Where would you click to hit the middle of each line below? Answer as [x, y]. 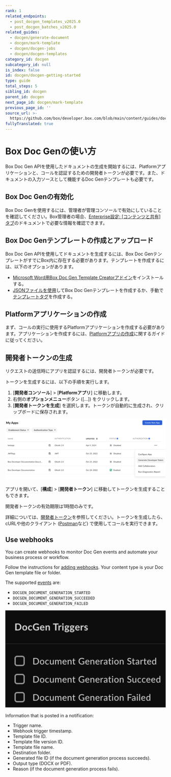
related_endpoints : [26, 16]
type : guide [18, 81]
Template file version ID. [38, 742]
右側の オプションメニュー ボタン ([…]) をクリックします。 [72, 399]
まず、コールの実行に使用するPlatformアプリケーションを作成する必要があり [85, 327]
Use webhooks [29, 540]
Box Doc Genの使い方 [51, 151]
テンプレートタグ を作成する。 [44, 297]
